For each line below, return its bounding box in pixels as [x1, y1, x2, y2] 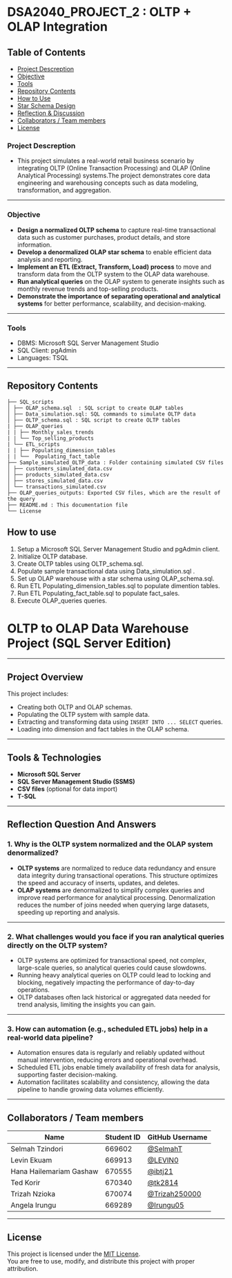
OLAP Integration [7, 19, 108, 35]
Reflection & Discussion [17, 109, 85, 117]
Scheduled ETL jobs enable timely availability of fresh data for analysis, [17, 1063, 220, 1072]
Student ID [104, 1133, 141, 1142]
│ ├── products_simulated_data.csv [7, 471, 110, 478]
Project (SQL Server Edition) [7, 635, 171, 651]
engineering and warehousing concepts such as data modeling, [17, 179, 199, 187]
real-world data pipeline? [7, 1033, 94, 1042]
